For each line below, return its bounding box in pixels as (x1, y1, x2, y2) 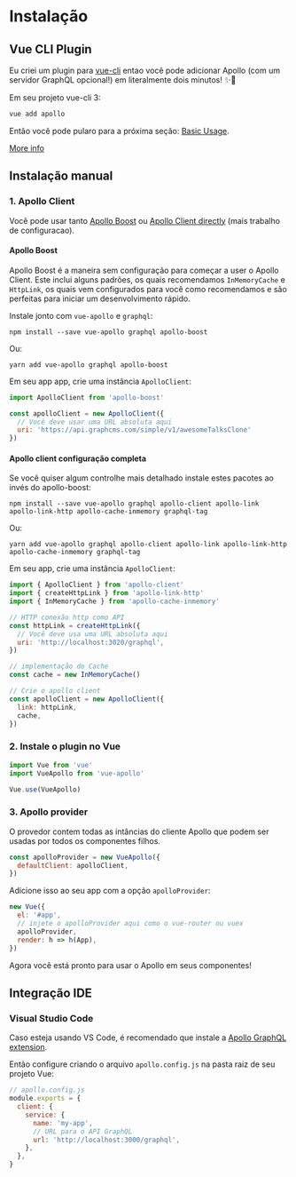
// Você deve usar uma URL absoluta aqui (17, 418, 173, 426)
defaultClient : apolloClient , (17, 861, 129, 870)
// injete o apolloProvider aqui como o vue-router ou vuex (17, 919, 244, 928)
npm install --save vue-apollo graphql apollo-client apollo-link (9, 499, 260, 508)
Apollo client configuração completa (9, 453, 147, 464)
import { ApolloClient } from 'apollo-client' (9, 580, 184, 590)
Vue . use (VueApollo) (9, 784, 82, 794)
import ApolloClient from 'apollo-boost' (9, 393, 165, 402)
